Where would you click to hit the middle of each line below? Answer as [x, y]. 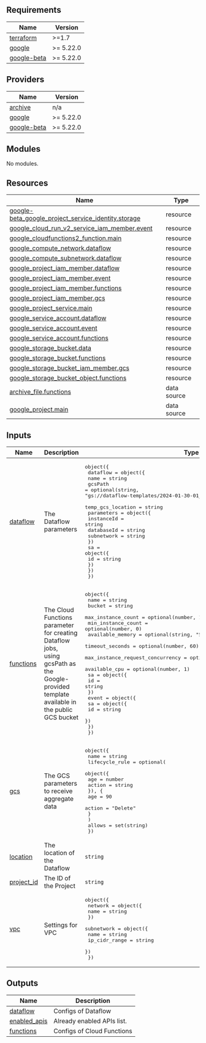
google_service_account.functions [59, 338]
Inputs [19, 435]
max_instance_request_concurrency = [136, 658]
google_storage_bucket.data [51, 348]
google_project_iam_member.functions [66, 288]
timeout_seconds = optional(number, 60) [142, 647]
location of [59, 853]
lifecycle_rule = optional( [127, 762]
